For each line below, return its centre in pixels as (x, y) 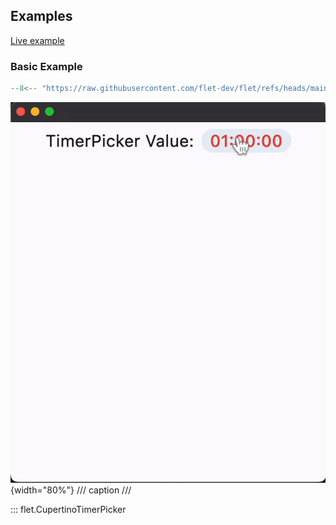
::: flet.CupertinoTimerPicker (68, 509)
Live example (37, 40)
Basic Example (46, 66)
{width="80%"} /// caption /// (71, 490)
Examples (41, 16)
